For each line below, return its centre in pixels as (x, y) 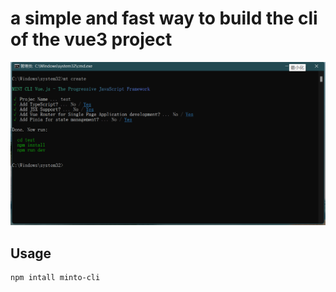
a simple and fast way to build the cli (164, 18)
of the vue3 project (91, 39)
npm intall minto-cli (55, 278)
